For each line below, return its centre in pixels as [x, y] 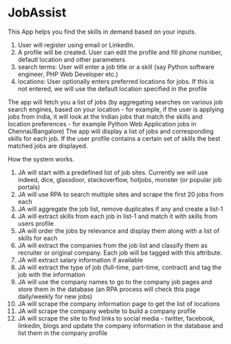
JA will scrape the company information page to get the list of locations [119, 303]
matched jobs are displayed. [48, 146]
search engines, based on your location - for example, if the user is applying [116, 109]
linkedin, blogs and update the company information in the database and [120, 325]
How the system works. [41, 159]
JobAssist [37, 13]
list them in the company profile [63, 333]
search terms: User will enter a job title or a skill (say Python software [116, 67]
